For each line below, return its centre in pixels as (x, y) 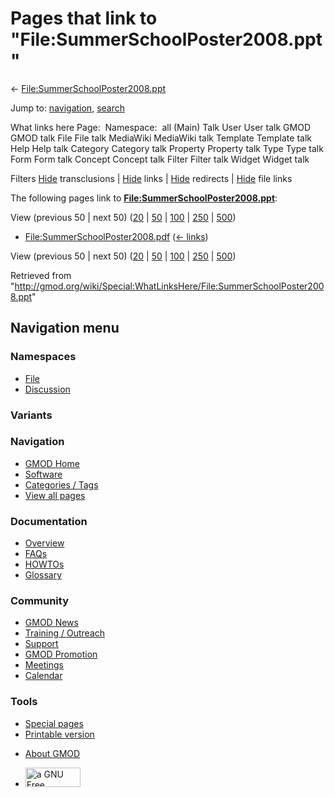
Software (43, 474)
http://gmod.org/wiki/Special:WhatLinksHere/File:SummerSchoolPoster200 (169, 286)
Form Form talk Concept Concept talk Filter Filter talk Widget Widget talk (160, 159)
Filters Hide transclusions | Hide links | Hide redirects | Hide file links (151, 178)
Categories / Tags (61, 484)
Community (39, 601)
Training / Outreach (65, 633)
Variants (31, 415)
